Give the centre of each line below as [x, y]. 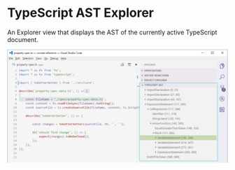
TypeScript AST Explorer [80, 13]
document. [23, 39]
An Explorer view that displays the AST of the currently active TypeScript [112, 32]
